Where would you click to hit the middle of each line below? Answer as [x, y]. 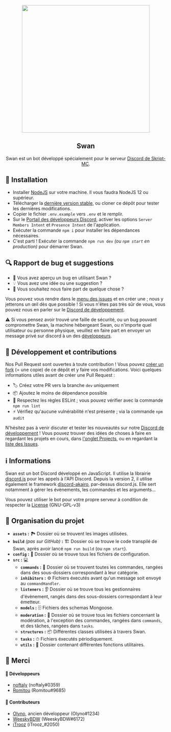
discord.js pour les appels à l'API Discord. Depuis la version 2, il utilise [79, 479]
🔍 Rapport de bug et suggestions [59, 263]
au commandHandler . [40, 583]
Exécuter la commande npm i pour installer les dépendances [76, 230]
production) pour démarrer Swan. [48, 246]
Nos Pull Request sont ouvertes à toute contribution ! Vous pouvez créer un [84, 364]
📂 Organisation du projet [45, 521]
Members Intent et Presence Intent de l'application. [67, 225]
